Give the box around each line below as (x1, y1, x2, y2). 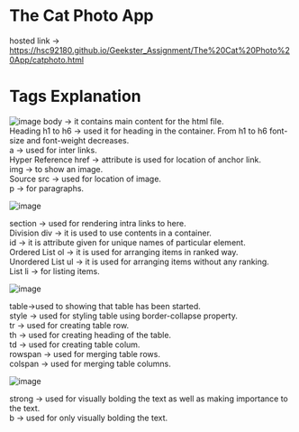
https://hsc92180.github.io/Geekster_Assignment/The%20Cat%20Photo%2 (9, 44, 291, 55)
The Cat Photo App (9, 5, 155, 26)
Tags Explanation (9, 87, 141, 106)
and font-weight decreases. (26, 134, 130, 145)
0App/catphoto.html (9, 54, 84, 65)
